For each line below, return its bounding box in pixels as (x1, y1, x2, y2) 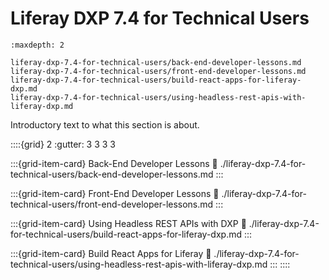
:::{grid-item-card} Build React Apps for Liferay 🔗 (10, 247, 212, 259)
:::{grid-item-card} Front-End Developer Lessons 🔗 (10, 187, 220, 199)
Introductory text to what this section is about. (10, 118, 200, 131)
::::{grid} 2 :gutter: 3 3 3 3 (10, 138, 117, 150)
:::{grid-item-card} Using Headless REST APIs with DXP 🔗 (10, 217, 247, 229)
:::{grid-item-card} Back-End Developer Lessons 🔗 (10, 157, 218, 169)
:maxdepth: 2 (10, 40, 65, 50)
